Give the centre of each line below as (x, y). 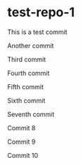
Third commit (27, 59)
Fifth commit (26, 86)
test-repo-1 (41, 12)
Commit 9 (21, 142)
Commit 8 (21, 127)
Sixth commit (26, 101)
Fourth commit (29, 73)
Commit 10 (23, 155)
